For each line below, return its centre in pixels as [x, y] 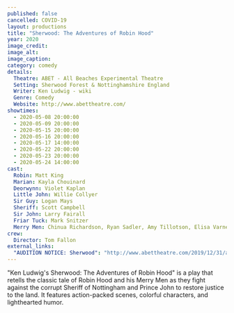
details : [20, 72]
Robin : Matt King [39, 175]
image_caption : [29, 59]
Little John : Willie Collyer [56, 195]
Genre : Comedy [34, 98]
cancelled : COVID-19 [37, 20]
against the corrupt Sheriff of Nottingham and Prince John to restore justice [116, 287]
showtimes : [23, 111]
